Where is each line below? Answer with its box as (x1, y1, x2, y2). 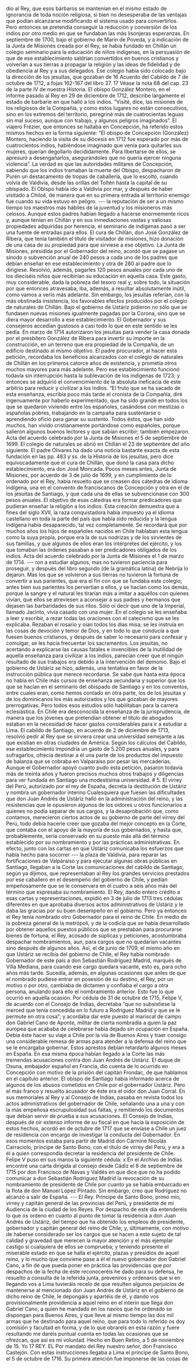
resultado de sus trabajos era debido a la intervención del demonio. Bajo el (6, 658, 186, 665)
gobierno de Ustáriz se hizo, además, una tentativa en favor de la (6, 665, 163, 671)
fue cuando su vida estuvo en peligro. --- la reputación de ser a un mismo (6, 198, 184, 204)
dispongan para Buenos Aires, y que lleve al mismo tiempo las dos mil (6, 1312, 174, 1318)
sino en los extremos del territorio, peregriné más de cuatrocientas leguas (6, 111, 184, 118)
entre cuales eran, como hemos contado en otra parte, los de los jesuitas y (6, 689, 186, 696)
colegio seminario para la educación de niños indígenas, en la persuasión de (6, 49, 190, 55)
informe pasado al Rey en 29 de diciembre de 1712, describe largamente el (6, 92, 185, 99)
